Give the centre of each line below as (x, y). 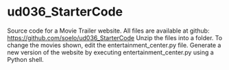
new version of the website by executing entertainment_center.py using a (110, 52)
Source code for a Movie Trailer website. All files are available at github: (108, 31)
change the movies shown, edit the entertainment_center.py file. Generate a (114, 45)
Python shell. (26, 59)
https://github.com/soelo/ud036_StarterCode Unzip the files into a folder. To (115, 37)
